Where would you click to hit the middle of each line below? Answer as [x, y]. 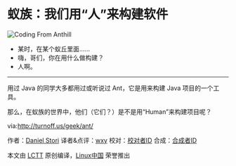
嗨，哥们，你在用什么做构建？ [60, 58]
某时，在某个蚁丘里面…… [53, 49]
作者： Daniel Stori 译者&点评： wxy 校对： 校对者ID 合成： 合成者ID [102, 140]
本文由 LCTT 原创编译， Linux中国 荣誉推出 [69, 155]
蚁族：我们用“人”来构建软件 [88, 14]
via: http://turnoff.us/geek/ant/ [50, 126]
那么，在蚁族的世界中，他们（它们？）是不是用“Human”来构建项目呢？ [110, 111]
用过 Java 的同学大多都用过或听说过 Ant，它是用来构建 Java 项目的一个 [110, 88]
